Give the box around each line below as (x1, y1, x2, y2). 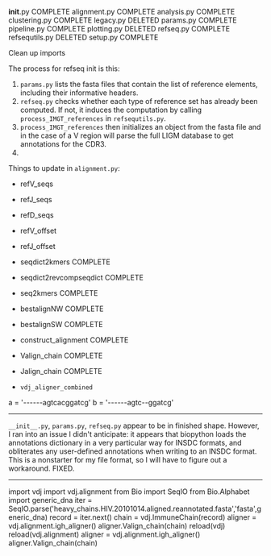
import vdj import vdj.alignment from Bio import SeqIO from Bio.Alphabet (8, 487, 250, 496)
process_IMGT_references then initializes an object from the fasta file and (19, 122, 261, 131)
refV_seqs (19, 179, 54, 189)
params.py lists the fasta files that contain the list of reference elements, (19, 80, 258, 89)
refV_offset (19, 226, 57, 235)
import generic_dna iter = (8, 496, 93, 504)
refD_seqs (19, 210, 54, 220)
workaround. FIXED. (8, 463, 75, 473)
